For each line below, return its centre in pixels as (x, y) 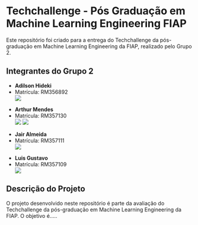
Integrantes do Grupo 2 (50, 72)
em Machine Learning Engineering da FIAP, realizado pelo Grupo (113, 46)
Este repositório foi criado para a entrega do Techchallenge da (82, 40)
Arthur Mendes (34, 109)
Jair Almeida (31, 134)
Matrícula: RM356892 (41, 92)
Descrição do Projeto (46, 189)
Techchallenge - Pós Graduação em (96, 11)
